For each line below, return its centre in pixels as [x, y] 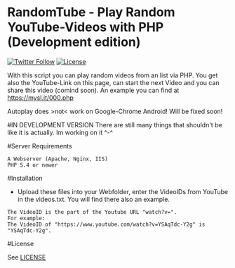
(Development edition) [74, 42]
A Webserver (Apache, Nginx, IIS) [58, 159]
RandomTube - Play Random [91, 12]
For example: [26, 218]
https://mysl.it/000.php [40, 97]
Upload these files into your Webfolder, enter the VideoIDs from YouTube [123, 191]
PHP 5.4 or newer [33, 165]
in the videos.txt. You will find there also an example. [94, 199]
